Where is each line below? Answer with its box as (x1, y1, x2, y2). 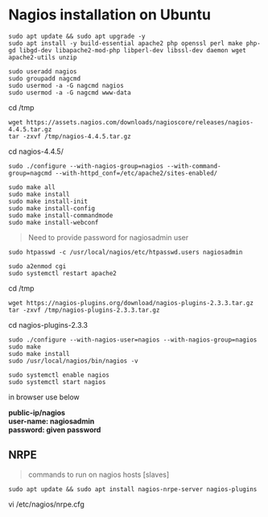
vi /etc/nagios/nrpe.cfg (8, 499, 85, 509)
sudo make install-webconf (8, 218, 99, 226)
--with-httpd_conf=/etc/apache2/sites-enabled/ (55, 169, 218, 177)
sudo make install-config (8, 204, 95, 213)
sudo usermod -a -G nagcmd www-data (8, 89, 131, 97)
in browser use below (8, 392, 80, 402)
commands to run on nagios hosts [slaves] (27, 469, 170, 479)
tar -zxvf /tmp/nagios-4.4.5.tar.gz (8, 132, 131, 140)
